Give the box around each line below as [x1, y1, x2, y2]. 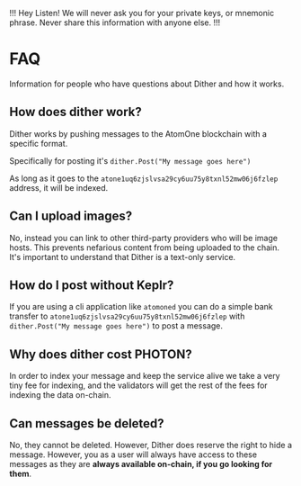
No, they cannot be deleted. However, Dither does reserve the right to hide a [9, 440, 293, 450]
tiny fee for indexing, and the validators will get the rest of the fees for [9, 380, 268, 391]
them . [9, 468, 32, 479]
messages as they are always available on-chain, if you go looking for [9, 459, 272, 469]
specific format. [9, 138, 68, 148]
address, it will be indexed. [9, 182, 109, 193]
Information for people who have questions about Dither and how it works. [9, 78, 285, 89]
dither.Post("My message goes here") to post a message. [9, 320, 223, 331]
